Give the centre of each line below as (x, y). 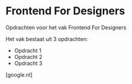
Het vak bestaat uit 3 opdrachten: (47, 39)
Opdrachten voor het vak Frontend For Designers (66, 27)
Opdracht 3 (28, 63)
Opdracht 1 (28, 50)
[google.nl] (19, 74)
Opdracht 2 (28, 57)
